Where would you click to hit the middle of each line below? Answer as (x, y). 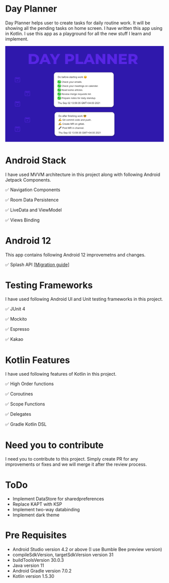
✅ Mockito (16, 319)
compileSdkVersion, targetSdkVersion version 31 (63, 555)
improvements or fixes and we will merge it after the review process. (76, 464)
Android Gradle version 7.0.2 (42, 571)
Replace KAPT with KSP (37, 504)
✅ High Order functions (29, 384)
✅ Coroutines (19, 394)
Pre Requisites (36, 535)
